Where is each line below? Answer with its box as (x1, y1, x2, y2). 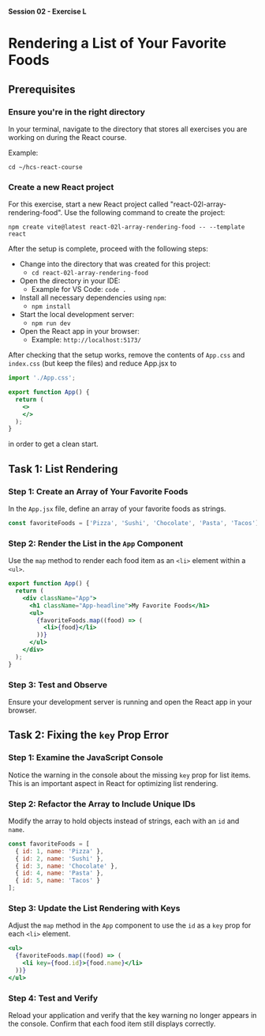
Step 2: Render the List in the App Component (8, 538, 184, 549)
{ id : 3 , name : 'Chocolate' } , (15, 862, 118, 870)
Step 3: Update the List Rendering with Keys (8, 902, 181, 913)
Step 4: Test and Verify (8, 993, 99, 1004)
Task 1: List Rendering (8, 462, 118, 475)
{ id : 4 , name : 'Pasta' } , (15, 869, 104, 877)
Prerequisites (8, 82, 76, 96)
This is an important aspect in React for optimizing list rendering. (8, 778, 218, 788)
